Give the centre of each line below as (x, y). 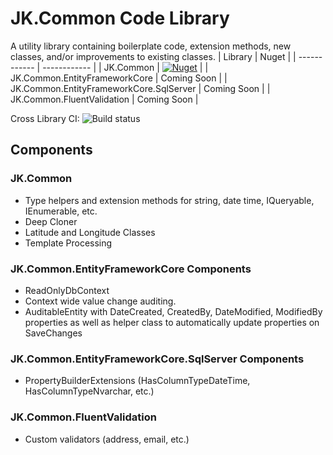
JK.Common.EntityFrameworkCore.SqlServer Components (157, 359)
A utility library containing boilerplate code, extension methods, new (151, 46)
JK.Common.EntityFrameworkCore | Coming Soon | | (119, 78)
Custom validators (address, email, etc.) (107, 439)
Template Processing (68, 243)
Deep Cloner (51, 221)
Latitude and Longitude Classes (90, 232)
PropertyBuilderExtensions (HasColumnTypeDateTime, (137, 381)
